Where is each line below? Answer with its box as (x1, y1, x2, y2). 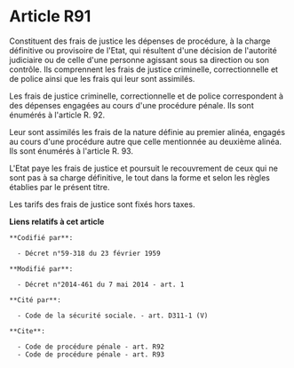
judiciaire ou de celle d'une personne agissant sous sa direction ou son (9, 54, 269, 65)
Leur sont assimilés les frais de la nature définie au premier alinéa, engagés (9, 126, 286, 137)
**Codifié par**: (9, 233, 74, 242)
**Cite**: (9, 326, 46, 335)
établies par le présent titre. (9, 181, 110, 192)
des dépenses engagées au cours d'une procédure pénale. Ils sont (9, 100, 255, 110)
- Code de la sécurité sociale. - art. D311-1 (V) (17, 311, 209, 320)
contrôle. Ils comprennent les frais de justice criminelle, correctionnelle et (9, 64, 278, 75)
